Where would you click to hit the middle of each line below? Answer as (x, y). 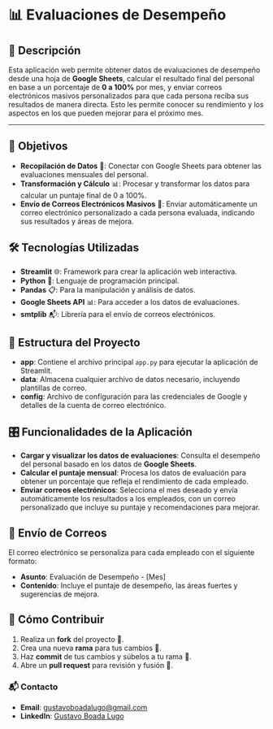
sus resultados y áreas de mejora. (77, 221)
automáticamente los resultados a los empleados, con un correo (128, 499)
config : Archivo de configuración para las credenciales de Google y (134, 397)
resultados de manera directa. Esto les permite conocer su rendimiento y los (136, 104)
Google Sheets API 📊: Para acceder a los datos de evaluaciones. (130, 302)
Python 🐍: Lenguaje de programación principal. (100, 280)
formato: (23, 562)
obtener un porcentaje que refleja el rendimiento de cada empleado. (134, 482)
